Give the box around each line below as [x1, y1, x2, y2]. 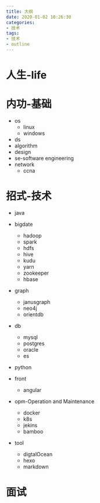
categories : [6, 19, 35, 25]
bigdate [14, 221, 33, 228]
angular [23, 386, 42, 393]
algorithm [14, 142, 38, 149]
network [14, 161, 35, 168]
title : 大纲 [6, 8, 33, 15]
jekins [23, 421, 38, 428]
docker [23, 409, 41, 416]
